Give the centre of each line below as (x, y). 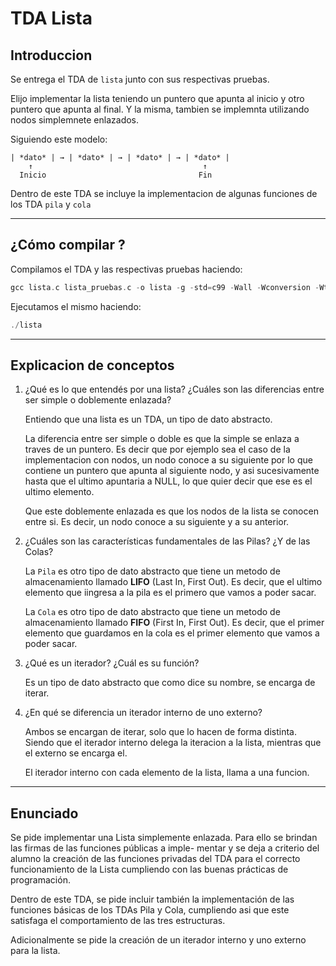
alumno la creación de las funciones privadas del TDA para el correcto (155, 859)
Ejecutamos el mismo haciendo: (76, 306)
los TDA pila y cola (51, 204)
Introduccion (51, 55)
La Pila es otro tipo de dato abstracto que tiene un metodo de (152, 571)
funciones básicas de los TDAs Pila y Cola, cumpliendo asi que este (150, 910)
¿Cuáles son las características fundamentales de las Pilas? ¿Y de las (167, 541)
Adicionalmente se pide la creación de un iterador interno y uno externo (158, 940)
